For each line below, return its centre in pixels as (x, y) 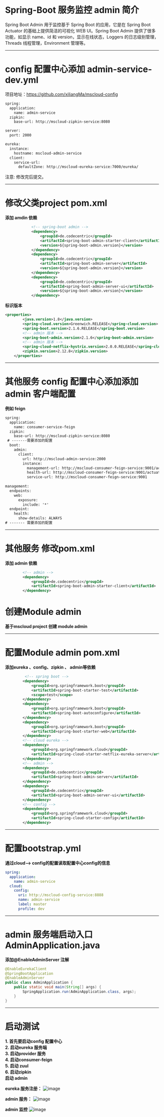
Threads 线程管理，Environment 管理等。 (47, 43)
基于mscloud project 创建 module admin (46, 627)
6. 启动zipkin (18, 1072)
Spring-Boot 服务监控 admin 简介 (72, 10)
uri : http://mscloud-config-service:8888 (61, 895)
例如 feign (15, 409)
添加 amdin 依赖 (21, 218)
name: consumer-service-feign (45, 427)
